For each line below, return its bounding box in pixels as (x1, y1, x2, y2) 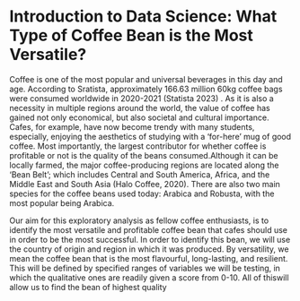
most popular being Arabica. (9, 197, 115, 208)
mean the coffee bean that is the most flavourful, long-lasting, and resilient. (9, 253, 288, 263)
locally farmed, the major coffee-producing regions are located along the (9, 159, 279, 170)
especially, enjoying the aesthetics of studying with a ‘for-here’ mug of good (9, 131, 292, 142)
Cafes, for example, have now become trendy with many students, (9, 121, 255, 132)
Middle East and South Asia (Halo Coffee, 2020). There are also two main (9, 178, 281, 189)
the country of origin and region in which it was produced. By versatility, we (9, 244, 289, 254)
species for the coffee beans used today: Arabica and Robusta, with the (9, 188, 275, 199)
